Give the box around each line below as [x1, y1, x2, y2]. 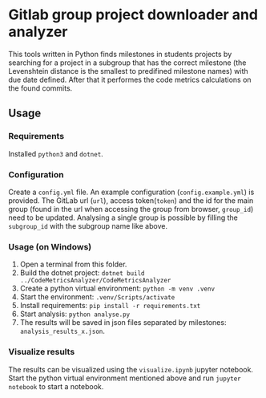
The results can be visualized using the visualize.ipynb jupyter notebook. [8, 364, 254, 374]
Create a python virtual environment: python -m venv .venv [19, 283, 215, 294]
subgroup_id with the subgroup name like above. [8, 221, 168, 230]
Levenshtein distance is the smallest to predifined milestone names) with [8, 66, 248, 75]
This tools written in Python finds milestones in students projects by [8, 49, 232, 59]
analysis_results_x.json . [19, 327, 106, 336]
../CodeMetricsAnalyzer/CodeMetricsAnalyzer [19, 277, 171, 285]
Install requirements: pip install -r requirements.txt [19, 301, 201, 311]
